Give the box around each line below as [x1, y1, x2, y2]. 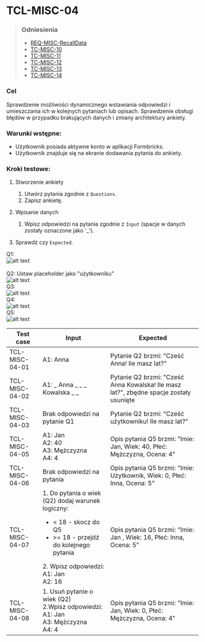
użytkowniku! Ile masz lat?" [110, 417, 189, 426]
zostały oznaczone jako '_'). [24, 227, 95, 234]
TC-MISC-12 [30, 59, 62, 66]
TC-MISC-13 [30, 65, 62, 73]
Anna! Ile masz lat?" [110, 359, 167, 368]
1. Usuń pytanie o [42, 587, 93, 596]
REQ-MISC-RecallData [30, 39, 87, 46]
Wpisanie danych [15, 209, 59, 216]
